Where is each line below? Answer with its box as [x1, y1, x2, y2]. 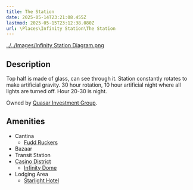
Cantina [14, 132, 35, 139]
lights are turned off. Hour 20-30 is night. [6, 88, 107, 95]
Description [6, 59, 51, 69]
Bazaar [14, 145, 33, 152]
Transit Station [14, 151, 51, 158]
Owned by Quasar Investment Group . [6, 99, 98, 106]
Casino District [14, 158, 52, 165]
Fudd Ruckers [23, 139, 58, 146]
